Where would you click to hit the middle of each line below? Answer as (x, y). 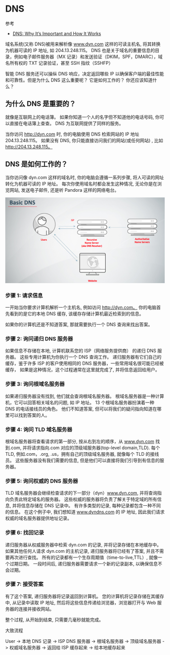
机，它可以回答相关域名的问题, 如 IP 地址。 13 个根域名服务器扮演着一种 (80, 402)
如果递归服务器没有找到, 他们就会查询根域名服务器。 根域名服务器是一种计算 (85, 396)
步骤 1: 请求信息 (24, 295)
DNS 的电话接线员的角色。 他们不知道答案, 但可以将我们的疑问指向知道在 (81, 409)
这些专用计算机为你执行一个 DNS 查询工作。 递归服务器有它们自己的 (91, 357)
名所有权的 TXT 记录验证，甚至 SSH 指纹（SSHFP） (59, 63)
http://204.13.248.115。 (29, 147)
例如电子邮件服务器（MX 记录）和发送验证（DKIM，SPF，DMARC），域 (88, 57)
